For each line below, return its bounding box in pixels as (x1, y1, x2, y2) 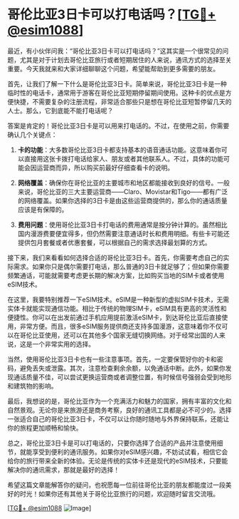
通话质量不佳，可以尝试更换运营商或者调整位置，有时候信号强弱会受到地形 (13, 372, 232, 381)
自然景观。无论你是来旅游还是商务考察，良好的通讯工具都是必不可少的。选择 (7, 406, 232, 414)
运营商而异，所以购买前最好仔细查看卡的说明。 (36, 163, 174, 172)
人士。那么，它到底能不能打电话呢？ (7, 106, 114, 115)
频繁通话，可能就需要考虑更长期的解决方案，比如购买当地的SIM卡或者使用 (7, 271, 225, 279)
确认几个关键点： (7, 130, 58, 139)
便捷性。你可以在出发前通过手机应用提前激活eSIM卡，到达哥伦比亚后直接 (7, 313, 222, 322)
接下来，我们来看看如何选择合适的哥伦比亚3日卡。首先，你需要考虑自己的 (7, 253, 223, 262)
